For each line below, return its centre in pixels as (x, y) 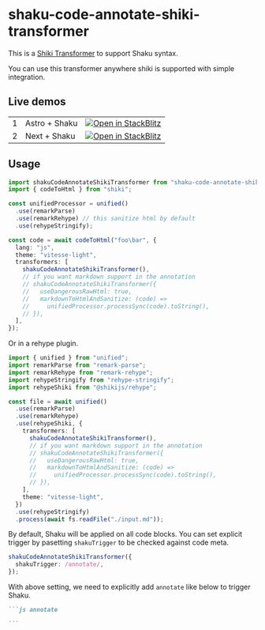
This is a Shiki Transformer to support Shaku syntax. (93, 53)
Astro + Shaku (51, 123)
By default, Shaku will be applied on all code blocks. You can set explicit (125, 534)
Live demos (37, 102)
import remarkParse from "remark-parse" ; (77, 365)
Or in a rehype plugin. (43, 343)
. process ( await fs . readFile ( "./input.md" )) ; (90, 519)
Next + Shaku (50, 136)
